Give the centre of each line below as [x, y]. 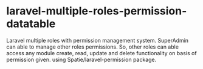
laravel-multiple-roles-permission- [97, 11]
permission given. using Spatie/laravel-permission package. [81, 59]
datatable [31, 24]
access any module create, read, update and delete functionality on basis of [101, 53]
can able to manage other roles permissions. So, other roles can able [93, 47]
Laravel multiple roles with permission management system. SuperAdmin [98, 40]
